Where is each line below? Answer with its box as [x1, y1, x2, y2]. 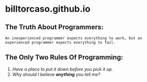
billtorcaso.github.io [5, 3, 91, 15]
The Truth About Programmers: [5, 23, 104, 31]
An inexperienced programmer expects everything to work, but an [5, 36, 142, 41]
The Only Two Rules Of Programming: [5, 53, 123, 61]
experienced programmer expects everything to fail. [5, 40, 116, 45]
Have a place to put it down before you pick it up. [12, 66, 113, 72]
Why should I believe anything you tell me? [12, 71, 101, 77]
